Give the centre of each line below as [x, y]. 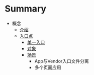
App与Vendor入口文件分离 [62, 61]
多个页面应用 [48, 67]
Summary [25, 9]
